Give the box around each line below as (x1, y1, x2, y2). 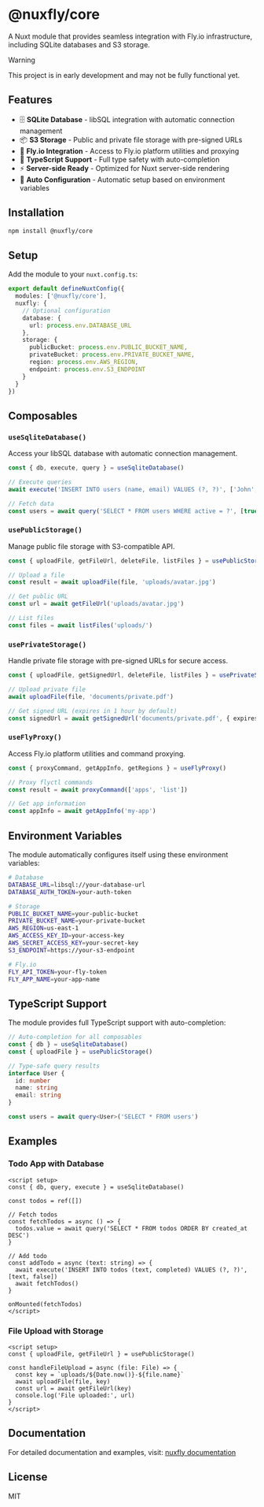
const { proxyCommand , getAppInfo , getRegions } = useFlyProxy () (8, 764, 226, 772)
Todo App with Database (8, 1158, 104, 1169)
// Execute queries (8, 478, 72, 486)
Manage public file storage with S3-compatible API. (8, 541, 175, 551)
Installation (8, 206, 64, 220)
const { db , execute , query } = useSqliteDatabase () (8, 464, 185, 472)
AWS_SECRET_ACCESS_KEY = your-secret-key (8, 939, 139, 947)
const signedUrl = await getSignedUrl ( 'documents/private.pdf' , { (8, 715, 230, 722)
